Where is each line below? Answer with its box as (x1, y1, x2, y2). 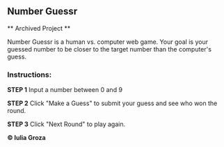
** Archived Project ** (7, 24, 71, 32)
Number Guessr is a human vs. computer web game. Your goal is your (7, 38, 209, 46)
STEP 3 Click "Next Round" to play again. (7, 120, 126, 128)
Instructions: (7, 70, 52, 79)
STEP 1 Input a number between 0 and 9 (7, 86, 123, 94)
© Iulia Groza (7, 134, 47, 142)
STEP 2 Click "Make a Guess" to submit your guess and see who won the (7, 99, 218, 107)
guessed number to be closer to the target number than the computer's (7, 45, 212, 53)
